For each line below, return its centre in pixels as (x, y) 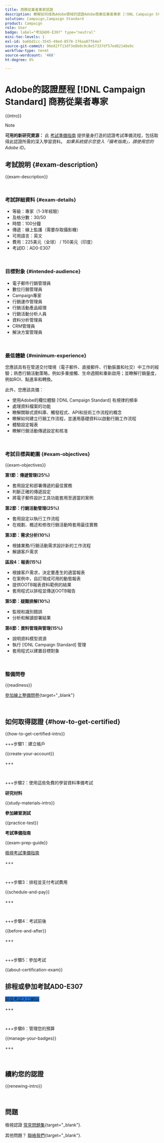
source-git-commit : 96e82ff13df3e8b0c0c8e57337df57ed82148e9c (70, 46)
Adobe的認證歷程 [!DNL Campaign (75, 90)
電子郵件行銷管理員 (31, 283)
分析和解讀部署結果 (31, 618)
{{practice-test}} (22, 823)
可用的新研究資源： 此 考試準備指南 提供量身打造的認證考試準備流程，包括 (80, 136)
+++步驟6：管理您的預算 (30, 1028)
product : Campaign (24, 23)
